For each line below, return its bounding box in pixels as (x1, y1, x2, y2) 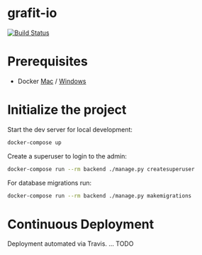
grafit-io (7, 5, 57, 21)
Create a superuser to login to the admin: (7, 151, 128, 161)
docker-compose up (7, 139, 62, 146)
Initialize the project (7, 102, 127, 118)
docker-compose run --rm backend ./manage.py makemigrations (7, 192, 192, 200)
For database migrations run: (7, 178, 92, 187)
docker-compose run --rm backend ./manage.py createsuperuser (7, 166, 195, 173)
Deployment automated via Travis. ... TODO (7, 239, 134, 248)
